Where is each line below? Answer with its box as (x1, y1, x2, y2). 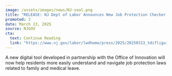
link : (10, 41, 22, 46)
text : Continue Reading (10, 36, 60, 41)
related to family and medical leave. (5, 65, 80, 71)
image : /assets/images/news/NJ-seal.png (5, 7, 93, 13)
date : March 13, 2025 (5, 21, 52, 27)
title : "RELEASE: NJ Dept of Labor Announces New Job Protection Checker (5, 12, 166, 17)
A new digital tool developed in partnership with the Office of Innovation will (5, 54, 165, 60)
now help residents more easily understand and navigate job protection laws (5, 59, 166, 66)
